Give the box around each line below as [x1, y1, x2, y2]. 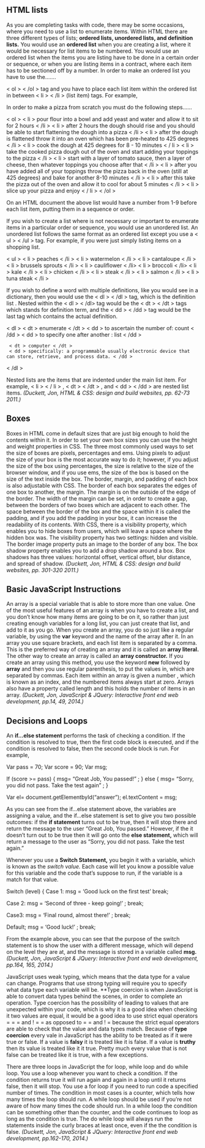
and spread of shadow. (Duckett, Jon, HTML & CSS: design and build [6, 560, 181, 567]
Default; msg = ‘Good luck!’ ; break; [6, 923, 96, 931]
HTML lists [6, 5, 48, 15]
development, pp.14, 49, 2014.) [6, 698, 84, 705]
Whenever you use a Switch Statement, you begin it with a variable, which [6, 856, 195, 864]
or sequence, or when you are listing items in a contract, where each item [6, 60, 192, 67]
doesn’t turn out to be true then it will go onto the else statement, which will [6, 831, 198, 839]
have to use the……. [6, 73, 56, 80]
